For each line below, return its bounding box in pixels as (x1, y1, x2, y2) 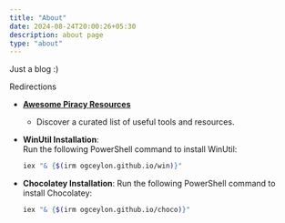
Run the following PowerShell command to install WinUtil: (22, 144, 238, 155)
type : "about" (9, 38, 64, 48)
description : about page (9, 30, 104, 39)
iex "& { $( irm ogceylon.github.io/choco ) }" (22, 206, 191, 215)
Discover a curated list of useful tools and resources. (36, 117, 235, 127)
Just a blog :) (9, 64, 59, 75)
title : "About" (9, 13, 67, 23)
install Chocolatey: (22, 188, 93, 198)
